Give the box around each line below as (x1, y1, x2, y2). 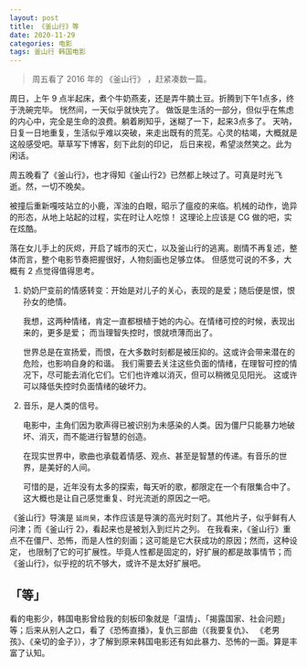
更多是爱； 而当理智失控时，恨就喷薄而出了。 (47, 327, 217, 338)
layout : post (9, 13, 59, 23)
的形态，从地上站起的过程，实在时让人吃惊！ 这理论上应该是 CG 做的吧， (9, 212, 285, 223)
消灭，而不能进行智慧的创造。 (38, 431, 152, 442)
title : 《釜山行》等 (9, 22, 79, 31)
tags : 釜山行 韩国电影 (9, 48, 87, 57)
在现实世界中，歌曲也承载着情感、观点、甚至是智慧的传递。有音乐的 (22, 450, 280, 461)
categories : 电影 (9, 38, 73, 48)
